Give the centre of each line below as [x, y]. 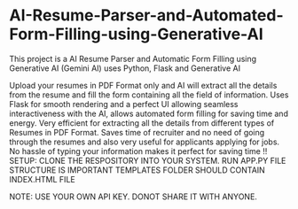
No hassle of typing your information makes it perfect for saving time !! [138, 151]
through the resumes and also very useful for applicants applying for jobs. [145, 142]
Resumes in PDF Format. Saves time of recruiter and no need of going [137, 132]
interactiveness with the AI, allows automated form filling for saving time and [149, 113]
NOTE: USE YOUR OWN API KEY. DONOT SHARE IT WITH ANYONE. [133, 197]
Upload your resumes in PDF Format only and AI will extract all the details [143, 85]
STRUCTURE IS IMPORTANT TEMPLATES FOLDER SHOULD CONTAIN [137, 170]
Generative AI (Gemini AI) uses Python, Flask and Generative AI [125, 68]
